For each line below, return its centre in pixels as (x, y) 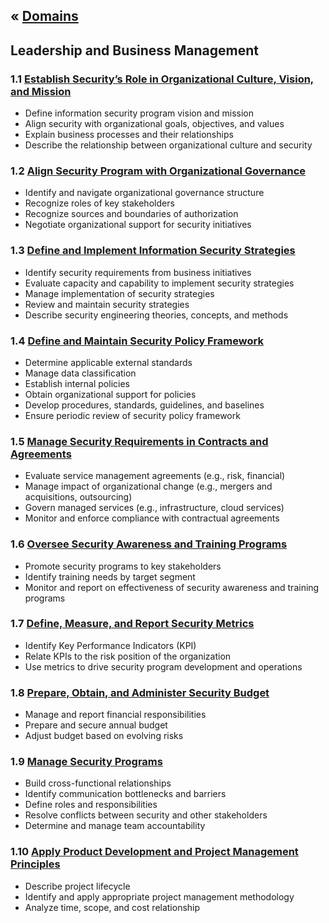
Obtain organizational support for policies (110, 394)
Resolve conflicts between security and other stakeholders (146, 815)
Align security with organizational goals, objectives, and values (154, 124)
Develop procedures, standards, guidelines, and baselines (144, 405)
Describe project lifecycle (77, 886)
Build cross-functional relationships (98, 783)
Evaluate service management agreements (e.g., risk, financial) (155, 476)
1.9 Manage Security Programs (86, 762)
